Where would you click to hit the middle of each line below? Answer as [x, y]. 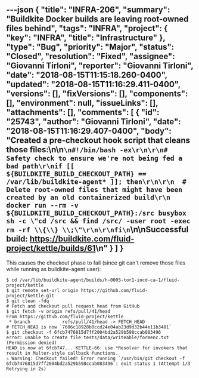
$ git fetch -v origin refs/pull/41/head [58, 311]
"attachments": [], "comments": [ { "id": [83, 113]
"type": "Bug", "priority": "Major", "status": [90, 47]
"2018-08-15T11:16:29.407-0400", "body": [89, 131]
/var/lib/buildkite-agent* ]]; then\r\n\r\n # [96, 182]
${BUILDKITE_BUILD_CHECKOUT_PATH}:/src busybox [96, 213]
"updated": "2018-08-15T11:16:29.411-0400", [93, 84]
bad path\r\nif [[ [40, 166]
